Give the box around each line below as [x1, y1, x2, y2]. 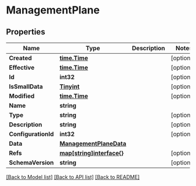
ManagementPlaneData [59, 140, 127, 147]
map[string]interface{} [59, 149, 124, 157]
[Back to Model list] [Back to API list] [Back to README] [6, 174, 140, 180]
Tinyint [59, 82, 80, 91]
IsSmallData [9, 82, 43, 91]
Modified [9, 92, 35, 100]
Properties [6, 27, 45, 37]
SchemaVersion [9, 159, 54, 167]
